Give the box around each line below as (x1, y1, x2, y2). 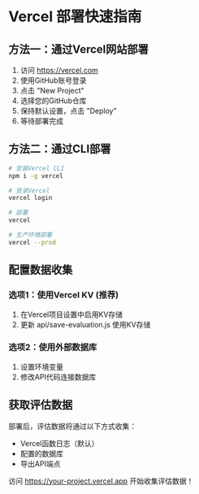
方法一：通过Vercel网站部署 (8, 42, 149, 56)
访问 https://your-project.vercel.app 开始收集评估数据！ (8, 476, 194, 486)
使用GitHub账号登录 (19, 76, 87, 85)
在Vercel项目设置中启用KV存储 (19, 310, 123, 319)
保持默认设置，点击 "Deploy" (19, 106, 117, 115)
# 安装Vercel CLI (8, 164, 65, 172)
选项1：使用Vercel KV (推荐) (8, 289, 119, 301)
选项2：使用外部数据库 (8, 342, 97, 353)
